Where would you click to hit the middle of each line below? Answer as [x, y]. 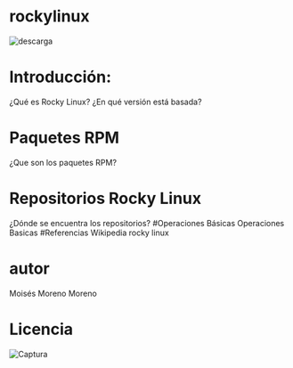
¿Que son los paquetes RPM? [63, 162]
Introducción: [61, 77]
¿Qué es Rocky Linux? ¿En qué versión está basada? [106, 102]
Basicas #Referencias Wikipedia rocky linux [89, 233]
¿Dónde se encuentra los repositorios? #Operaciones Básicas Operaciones [147, 223]
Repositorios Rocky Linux [106, 199]
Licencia [41, 329]
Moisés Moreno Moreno [53, 293]
